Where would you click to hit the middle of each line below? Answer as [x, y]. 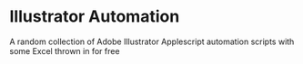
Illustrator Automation [95, 17]
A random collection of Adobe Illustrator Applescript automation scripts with [152, 41]
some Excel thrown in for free [65, 50]
